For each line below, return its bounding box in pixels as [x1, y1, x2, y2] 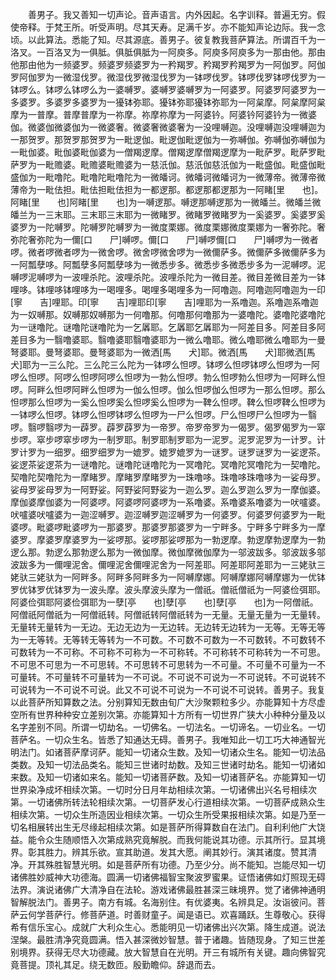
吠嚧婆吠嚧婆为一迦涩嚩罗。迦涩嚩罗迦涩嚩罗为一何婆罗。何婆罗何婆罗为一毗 [10, 509, 326, 520]
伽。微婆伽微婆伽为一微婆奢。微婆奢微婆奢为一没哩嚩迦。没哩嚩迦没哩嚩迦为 [10, 121, 326, 133]
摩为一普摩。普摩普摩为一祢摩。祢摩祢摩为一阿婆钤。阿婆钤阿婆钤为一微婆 [10, 109, 317, 120]
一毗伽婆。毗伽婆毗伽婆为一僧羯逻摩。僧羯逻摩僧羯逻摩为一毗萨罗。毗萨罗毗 [10, 146, 326, 158]
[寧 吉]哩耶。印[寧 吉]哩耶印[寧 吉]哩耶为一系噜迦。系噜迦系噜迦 [10, 296, 319, 308]
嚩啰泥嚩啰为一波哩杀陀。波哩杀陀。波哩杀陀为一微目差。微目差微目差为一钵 [10, 271, 326, 283]
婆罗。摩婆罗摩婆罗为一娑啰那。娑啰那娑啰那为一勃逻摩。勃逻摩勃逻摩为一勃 [10, 534, 326, 545]
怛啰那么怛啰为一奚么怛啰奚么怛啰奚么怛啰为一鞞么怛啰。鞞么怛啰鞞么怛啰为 [10, 396, 326, 408]
